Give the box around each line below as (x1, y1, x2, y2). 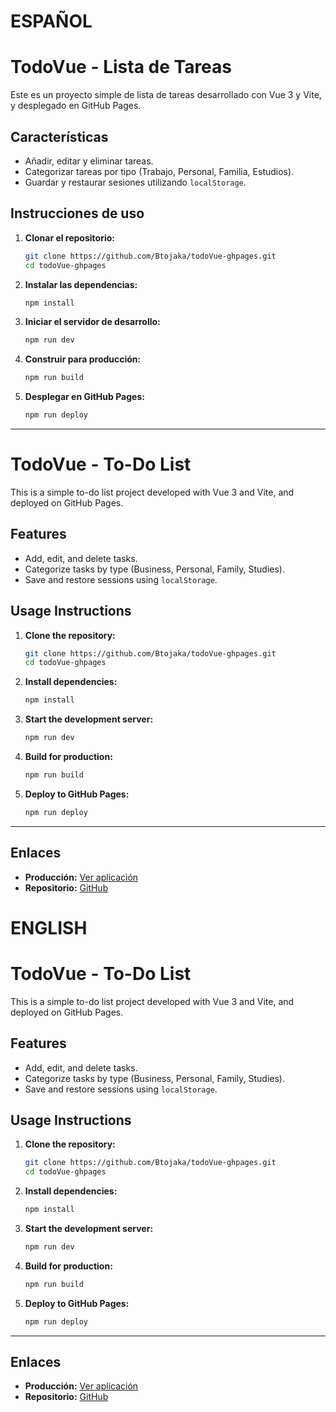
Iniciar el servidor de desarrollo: (24, 316, 161, 328)
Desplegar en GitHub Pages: (24, 391, 145, 403)
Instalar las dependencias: (24, 278, 138, 290)
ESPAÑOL (10, 10, 93, 33)
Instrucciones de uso (10, 205, 145, 222)
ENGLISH (10, 916, 88, 939)
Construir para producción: (24, 353, 142, 365)
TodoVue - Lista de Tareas (10, 56, 233, 79)
